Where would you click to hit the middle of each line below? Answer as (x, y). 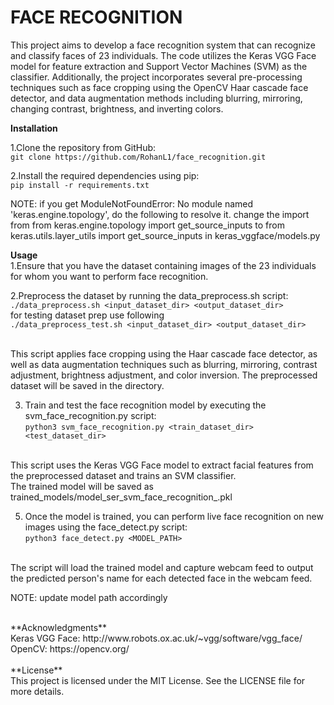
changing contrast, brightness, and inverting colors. (117, 108)
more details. (37, 691)
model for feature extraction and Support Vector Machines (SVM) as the (159, 66)
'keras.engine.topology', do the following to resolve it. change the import (160, 214)
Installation (34, 128)
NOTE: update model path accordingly (89, 597)
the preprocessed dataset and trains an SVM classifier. (123, 475)
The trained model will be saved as (82, 486)
